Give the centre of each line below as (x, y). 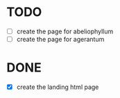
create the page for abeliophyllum (65, 31)
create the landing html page (58, 87)
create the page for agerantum (60, 39)
